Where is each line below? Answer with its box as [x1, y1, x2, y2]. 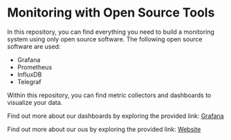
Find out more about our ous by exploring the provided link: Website [7, 125, 201, 133]
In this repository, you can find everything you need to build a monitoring [7, 28, 214, 36]
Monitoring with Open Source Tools [7, 5, 215, 21]
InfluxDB [17, 70, 42, 79]
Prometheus [17, 63, 53, 71]
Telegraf [17, 77, 41, 86]
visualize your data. [7, 98, 63, 106]
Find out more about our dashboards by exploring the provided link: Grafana [7, 112, 224, 120]
